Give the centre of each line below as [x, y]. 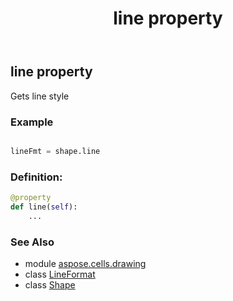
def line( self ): [44, 207]
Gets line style [40, 96]
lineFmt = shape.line [55, 151]
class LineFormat [60, 274]
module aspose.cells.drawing [85, 263]
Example [32, 122]
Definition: [36, 177]
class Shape [50, 285]
